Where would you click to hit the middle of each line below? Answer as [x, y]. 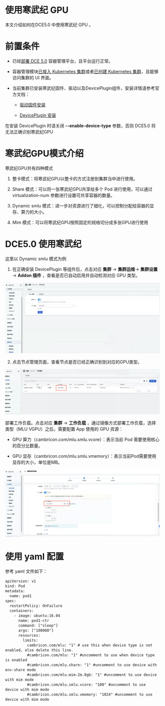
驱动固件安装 [32, 104]
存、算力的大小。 [29, 212]
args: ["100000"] [36, 630]
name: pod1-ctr [34, 621]
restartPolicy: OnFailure [36, 606]
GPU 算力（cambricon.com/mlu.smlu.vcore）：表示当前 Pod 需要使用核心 [86, 439]
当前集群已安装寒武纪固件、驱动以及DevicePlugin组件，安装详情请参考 [84, 88]
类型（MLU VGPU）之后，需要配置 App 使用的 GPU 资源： [64, 429]
